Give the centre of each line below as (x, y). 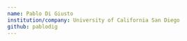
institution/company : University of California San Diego (93, 20)
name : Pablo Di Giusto (40, 14)
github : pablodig (33, 26)
